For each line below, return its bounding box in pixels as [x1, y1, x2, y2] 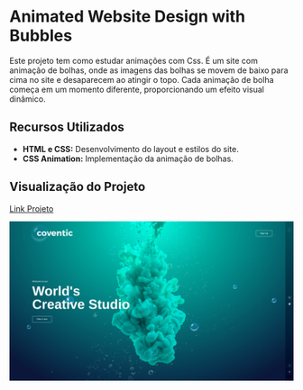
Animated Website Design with [9, 6, 246, 27]
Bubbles [9, 25, 73, 46]
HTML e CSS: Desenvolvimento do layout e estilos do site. [22, 143, 239, 154]
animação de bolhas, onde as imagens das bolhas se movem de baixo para [9, 65, 289, 76]
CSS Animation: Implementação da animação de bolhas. [22, 153, 234, 164]
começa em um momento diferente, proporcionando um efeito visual [9, 84, 264, 95]
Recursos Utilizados [9, 120, 124, 135]
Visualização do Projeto [9, 179, 146, 195]
